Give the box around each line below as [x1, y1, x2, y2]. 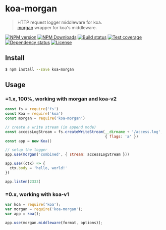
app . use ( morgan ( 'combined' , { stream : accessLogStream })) [5, 152, 130, 157]
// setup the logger [5, 147, 48, 152]
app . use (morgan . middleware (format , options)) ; [5, 220, 103, 225]
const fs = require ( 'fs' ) [5, 107, 58, 112]
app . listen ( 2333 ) [5, 179, 41, 184]
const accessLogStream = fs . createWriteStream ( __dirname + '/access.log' [5, 129, 161, 134]
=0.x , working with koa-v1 [5, 191, 69, 198]
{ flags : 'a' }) [105, 134, 139, 139]
